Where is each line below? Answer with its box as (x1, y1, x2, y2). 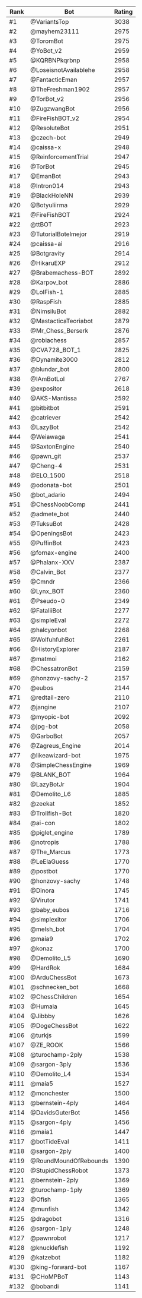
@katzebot (30, 1253, 61, 1261)
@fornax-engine (30, 549, 77, 557)
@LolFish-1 (30, 288, 64, 296)
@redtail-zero (30, 693, 70, 702)
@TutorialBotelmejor (30, 230, 88, 238)
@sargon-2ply (30, 1147, 72, 1155)
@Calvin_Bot (30, 568, 66, 576)
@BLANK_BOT (30, 770, 71, 779)
